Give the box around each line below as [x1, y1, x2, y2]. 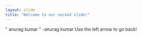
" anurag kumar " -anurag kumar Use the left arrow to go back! [5, 26, 137, 32]
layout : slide [5, 7, 36, 13]
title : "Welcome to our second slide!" [5, 12, 90, 17]
